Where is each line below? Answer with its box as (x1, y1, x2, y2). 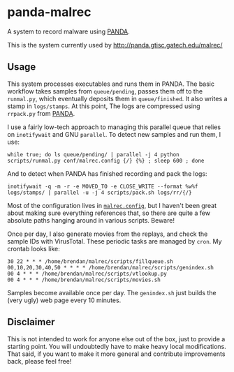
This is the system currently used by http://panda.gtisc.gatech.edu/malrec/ (7, 40, 223, 49)
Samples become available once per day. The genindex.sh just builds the (7, 288, 217, 297)
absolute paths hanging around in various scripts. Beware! (7, 216, 175, 224)
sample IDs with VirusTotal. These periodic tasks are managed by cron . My (7, 237, 222, 245)
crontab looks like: (7, 244, 61, 253)
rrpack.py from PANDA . (7, 109, 75, 117)
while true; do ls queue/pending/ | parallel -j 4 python (7, 151, 180, 158)
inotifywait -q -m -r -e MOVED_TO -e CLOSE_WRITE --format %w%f (7, 183, 198, 190)
